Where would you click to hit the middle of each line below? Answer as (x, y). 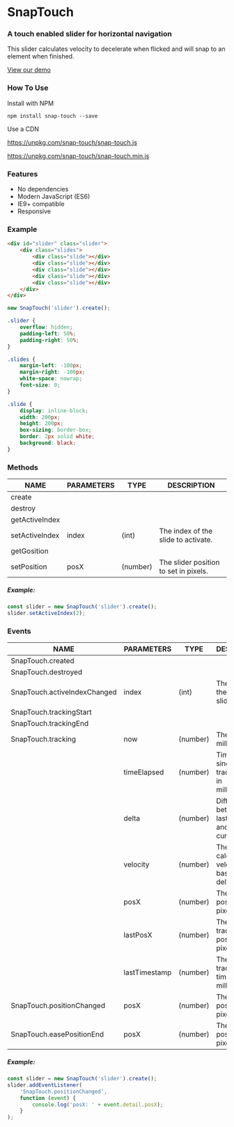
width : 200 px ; (40, 417)
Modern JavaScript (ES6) (54, 196)
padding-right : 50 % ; (49, 340)
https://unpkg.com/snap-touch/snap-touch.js (72, 142)
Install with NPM (31, 103)
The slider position (189, 563)
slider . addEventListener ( (45, 1085)
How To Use (28, 88)
